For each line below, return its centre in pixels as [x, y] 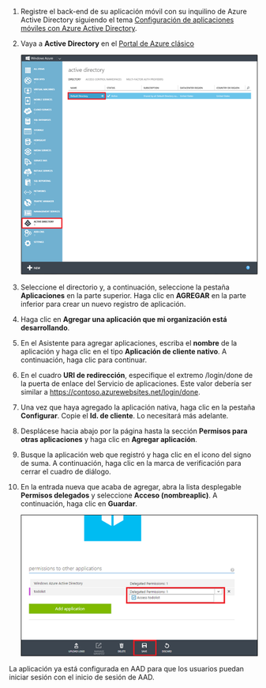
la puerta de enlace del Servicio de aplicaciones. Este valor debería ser [136, 384]
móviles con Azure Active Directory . [79, 28]
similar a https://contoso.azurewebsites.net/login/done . [110, 392]
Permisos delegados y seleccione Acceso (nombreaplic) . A [119, 495]
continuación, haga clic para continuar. [84, 360]
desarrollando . [45, 328]
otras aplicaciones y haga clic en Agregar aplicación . [109, 440]
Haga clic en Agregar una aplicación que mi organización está [124, 319]
